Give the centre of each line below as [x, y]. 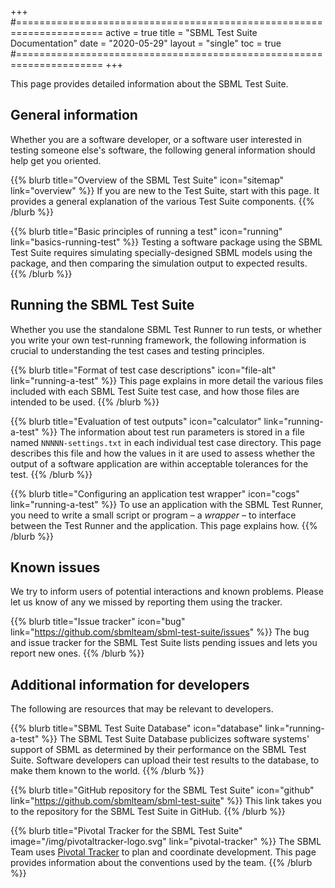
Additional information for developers [130, 684]
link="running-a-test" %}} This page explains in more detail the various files [167, 380]
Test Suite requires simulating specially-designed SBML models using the [161, 252]
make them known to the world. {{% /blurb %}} [107, 771]
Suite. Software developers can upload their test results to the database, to [165, 760]
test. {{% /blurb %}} [51, 474]
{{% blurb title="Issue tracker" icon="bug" [98, 622]
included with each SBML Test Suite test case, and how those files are [155, 391]
